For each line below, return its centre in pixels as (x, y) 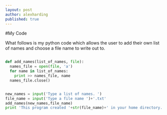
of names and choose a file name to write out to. (55, 48)
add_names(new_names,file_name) (39, 103)
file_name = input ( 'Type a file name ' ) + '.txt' (56, 98)
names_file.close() (30, 80)
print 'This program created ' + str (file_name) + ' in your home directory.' (85, 108)
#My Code (16, 33)
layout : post (19, 10)
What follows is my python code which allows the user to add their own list (82, 43)
